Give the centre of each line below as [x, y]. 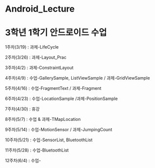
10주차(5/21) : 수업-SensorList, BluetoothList [49, 140]
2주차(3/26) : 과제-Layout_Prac [36, 57]
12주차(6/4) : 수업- [23, 161]
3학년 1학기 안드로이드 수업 [56, 33]
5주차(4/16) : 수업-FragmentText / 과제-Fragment [53, 88]
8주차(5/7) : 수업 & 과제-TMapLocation [43, 119]
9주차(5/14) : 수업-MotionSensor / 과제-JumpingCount [59, 130]
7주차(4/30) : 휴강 [22, 109]
